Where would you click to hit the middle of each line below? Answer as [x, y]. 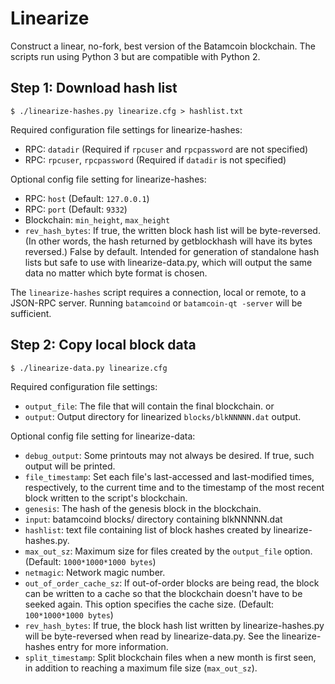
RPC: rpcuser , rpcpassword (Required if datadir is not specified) [155, 159]
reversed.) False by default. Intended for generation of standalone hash [172, 251]
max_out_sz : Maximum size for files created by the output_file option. [168, 551]
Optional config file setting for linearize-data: [103, 436]
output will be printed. [70, 466]
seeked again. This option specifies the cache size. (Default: [149, 604]
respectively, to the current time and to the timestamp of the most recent [174, 487]
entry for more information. [113, 646]
